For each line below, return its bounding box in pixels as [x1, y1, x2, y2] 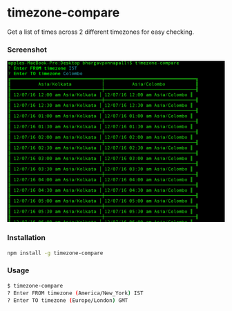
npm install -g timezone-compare [7, 250, 104, 257]
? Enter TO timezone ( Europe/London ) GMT [7, 297, 128, 304]
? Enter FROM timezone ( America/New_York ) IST [7, 290, 144, 297]
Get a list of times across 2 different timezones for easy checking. [7, 28, 195, 36]
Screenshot [7, 45, 47, 54]
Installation [7, 233, 46, 243]
